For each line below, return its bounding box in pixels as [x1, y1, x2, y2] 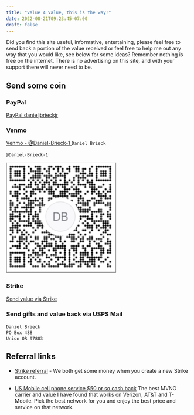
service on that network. [14, 403, 74, 410]
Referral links [6, 352, 56, 362]
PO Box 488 [6, 329, 33, 336]
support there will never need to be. [6, 63, 93, 70]
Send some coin [6, 80, 66, 90]
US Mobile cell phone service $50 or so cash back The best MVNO [14, 384, 177, 392]
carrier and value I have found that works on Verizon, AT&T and [14, 391, 168, 398]
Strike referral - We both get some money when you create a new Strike [14, 367, 189, 374]
